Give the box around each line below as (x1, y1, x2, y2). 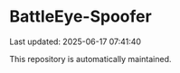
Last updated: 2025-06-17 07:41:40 (9, 36, 142, 47)
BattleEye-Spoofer (9, 6, 152, 27)
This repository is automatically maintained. (9, 53, 172, 64)
